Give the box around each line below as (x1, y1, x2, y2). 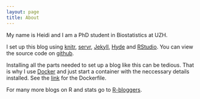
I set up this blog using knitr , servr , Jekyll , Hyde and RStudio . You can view (6, 43, 193, 50)
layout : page (6, 9, 40, 15)
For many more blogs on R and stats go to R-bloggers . (6, 86, 142, 93)
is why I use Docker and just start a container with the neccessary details (6, 67, 190, 75)
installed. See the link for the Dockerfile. (6, 74, 106, 81)
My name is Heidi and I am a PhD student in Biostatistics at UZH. (6, 31, 168, 38)
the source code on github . (6, 49, 74, 56)
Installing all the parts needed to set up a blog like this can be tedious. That (6, 61, 195, 69)
